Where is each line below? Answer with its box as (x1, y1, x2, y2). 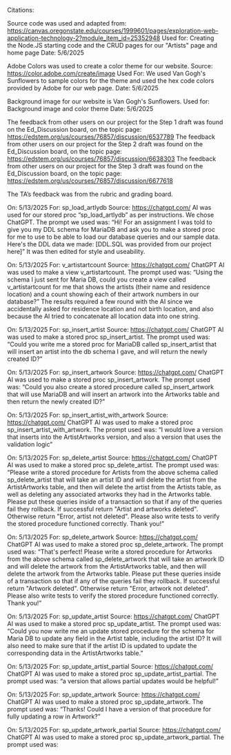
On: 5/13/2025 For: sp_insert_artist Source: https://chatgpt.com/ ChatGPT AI (7, 326, 224, 333)
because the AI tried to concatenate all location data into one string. (7, 312, 200, 320)
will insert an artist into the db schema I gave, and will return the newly (7, 348, 208, 355)
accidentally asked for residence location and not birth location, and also (7, 305, 214, 313)
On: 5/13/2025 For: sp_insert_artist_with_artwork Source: (7, 411, 169, 419)
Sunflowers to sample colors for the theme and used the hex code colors (7, 77, 214, 85)
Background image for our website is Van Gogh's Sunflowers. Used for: (7, 97, 210, 106)
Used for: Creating (161, 34, 214, 42)
